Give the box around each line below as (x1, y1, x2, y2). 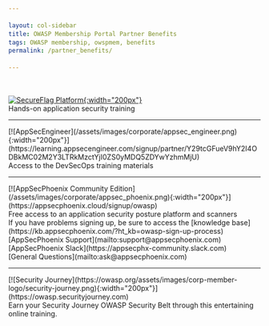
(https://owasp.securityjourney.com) (8, 292, 130, 301)
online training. (8, 309, 58, 318)
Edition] (109, 184, 136, 193)
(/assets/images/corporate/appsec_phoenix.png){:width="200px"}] (8, 192, 231, 202)
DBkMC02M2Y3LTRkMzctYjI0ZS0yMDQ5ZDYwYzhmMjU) (8, 152, 200, 162)
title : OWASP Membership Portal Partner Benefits (8, 30, 178, 38)
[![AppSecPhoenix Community (8, 184, 109, 193)
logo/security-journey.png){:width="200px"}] (8, 284, 159, 292)
